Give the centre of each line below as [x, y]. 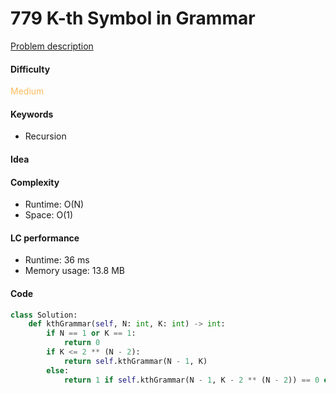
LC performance [45, 238]
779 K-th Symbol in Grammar [133, 18]
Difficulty [30, 69]
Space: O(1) [49, 215]
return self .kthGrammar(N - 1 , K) [135, 361]
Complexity [35, 182]
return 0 [82, 343]
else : [58, 370]
